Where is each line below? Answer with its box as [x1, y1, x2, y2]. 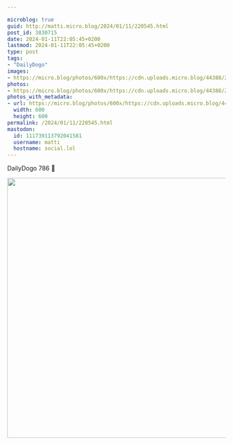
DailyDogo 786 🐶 [7, 164, 55, 173]
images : [7, 67, 30, 75]
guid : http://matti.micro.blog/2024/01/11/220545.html [7, 22, 169, 30]
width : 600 [13, 107, 45, 114]
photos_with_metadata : [7, 94, 73, 101]
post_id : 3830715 [7, 29, 58, 36]
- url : [7, 100, 26, 107]
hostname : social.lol [13, 145, 76, 152]
